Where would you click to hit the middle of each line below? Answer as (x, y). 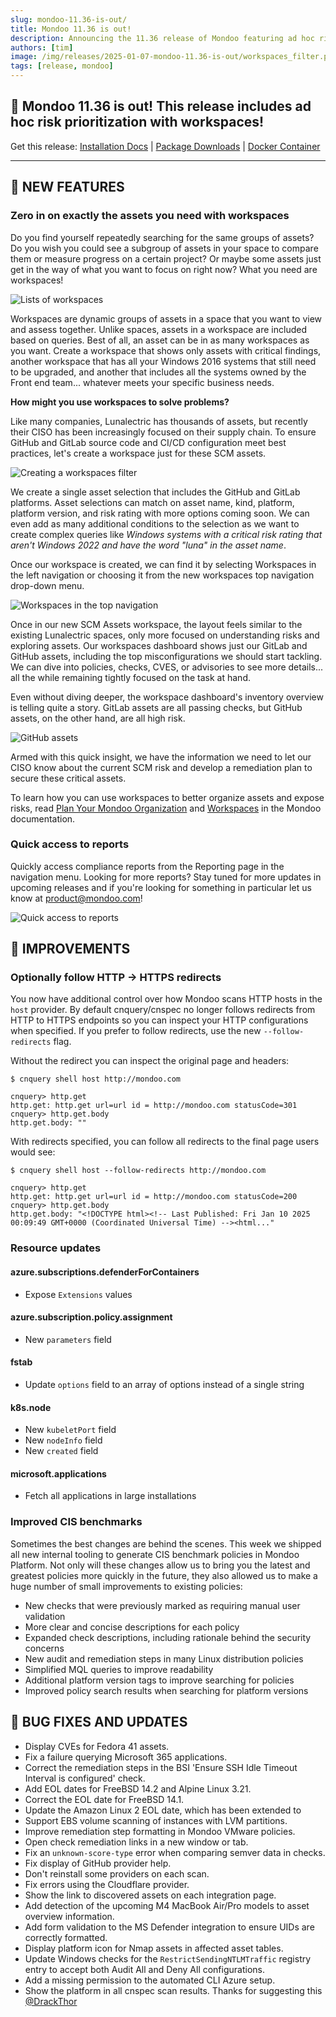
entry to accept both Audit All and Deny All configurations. (144, 1969)
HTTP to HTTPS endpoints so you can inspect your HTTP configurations (159, 1020)
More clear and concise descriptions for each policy (132, 1627)
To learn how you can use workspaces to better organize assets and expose (167, 797)
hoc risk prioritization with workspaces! (137, 122)
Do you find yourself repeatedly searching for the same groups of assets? (162, 237)
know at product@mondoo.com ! (76, 898)
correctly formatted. (66, 1937)
